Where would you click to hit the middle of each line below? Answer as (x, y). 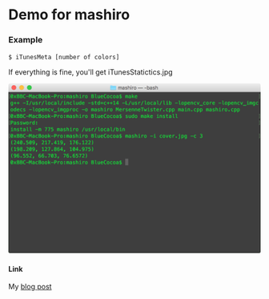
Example (26, 40)
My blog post (30, 287)
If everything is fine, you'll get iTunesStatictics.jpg (91, 72)
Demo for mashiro (69, 15)
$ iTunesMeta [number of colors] (64, 58)
